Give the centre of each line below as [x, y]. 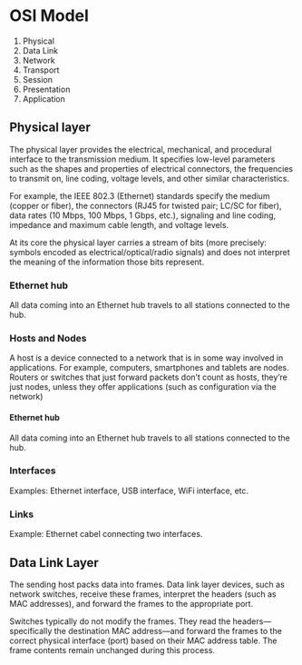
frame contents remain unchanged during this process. [112, 650]
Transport [41, 70]
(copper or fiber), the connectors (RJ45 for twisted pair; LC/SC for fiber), [146, 205]
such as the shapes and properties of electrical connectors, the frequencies [151, 168]
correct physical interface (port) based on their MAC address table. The [143, 640]
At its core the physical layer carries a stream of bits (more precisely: [138, 243]
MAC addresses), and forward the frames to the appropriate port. [132, 603]
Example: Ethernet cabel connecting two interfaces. [106, 534]
